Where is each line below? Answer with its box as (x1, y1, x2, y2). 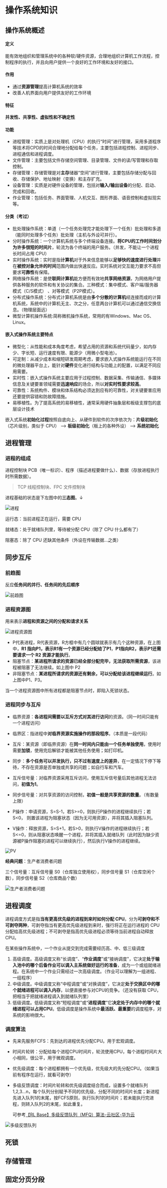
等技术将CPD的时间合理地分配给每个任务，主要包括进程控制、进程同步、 (12, 145, 162, 151)
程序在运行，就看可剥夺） (21, 1072, 74, 1078)
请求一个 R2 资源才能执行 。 (16, 652, 73, 658)
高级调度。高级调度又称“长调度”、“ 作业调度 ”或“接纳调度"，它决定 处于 (12, 956, 156, 962)
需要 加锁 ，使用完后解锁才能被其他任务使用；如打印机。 (12, 747, 126, 753)
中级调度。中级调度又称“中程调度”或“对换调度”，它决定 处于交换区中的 (12, 981, 156, 987)
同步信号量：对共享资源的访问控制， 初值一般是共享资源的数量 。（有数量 (12, 792, 159, 797)
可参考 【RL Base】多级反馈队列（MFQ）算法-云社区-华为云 (12, 1112, 135, 1118)
